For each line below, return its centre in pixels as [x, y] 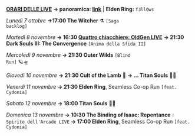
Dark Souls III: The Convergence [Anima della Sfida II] [76, 43]
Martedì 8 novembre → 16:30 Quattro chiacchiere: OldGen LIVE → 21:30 [95, 37]
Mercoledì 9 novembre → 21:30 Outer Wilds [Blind [68, 55]
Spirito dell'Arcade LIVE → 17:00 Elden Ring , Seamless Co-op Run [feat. [98, 122]
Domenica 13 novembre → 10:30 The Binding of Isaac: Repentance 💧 [90, 115]
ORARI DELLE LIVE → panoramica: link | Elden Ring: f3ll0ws [80, 9]
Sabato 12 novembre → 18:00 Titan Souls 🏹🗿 [61, 103]
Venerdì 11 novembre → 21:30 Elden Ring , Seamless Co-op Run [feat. [92, 87]
